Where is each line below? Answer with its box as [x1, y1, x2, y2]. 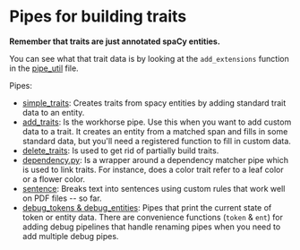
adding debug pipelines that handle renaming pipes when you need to [21, 221, 281, 232]
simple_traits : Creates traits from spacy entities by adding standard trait [21, 97, 287, 108]
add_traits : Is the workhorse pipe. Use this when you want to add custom [21, 116, 292, 127]
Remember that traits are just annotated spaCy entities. [9, 36, 221, 47]
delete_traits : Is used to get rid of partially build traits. [21, 145, 219, 156]
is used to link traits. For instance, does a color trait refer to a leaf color [21, 164, 284, 175]
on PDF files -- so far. [21, 193, 102, 203]
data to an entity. [21, 107, 85, 117]
